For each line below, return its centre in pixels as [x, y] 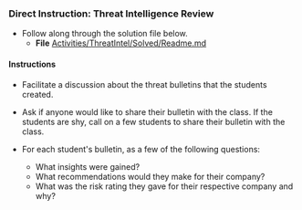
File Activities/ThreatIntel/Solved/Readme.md [121, 43]
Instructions [32, 64]
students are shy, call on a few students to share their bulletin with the [153, 121]
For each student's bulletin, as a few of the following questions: [141, 149]
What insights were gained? [88, 166]
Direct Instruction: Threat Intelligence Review [111, 14]
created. [37, 94]
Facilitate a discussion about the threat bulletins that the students [144, 84]
